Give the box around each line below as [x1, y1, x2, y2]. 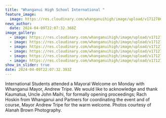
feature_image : [5, 12, 37, 17]
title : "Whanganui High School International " [5, 7, 105, 12]
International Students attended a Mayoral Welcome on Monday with [5, 81, 145, 87]
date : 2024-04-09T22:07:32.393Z [5, 67, 72, 72]
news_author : [5, 21, 32, 26]
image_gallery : [5, 30, 37, 35]
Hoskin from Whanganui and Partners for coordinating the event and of [5, 97, 150, 102]
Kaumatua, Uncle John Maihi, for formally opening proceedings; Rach [5, 91, 147, 97]
